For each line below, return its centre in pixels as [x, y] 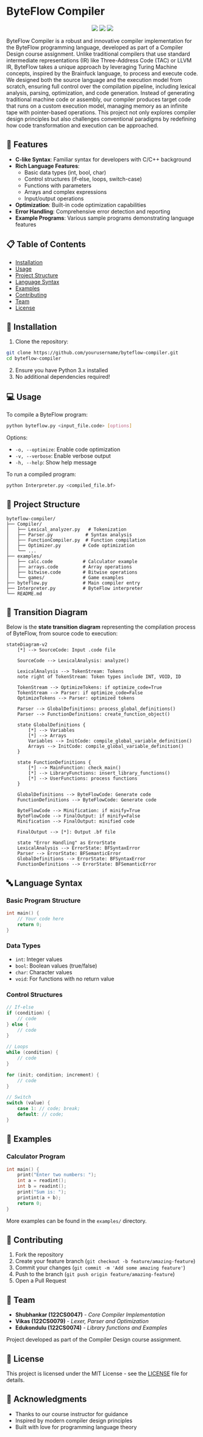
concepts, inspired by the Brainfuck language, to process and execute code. [102, 73]
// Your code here [41, 919]
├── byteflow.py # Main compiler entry [73, 583]
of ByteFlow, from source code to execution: [62, 633]
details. [16, 1380]
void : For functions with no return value [65, 979]
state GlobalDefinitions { [52, 725]
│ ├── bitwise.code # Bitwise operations [72, 572]
